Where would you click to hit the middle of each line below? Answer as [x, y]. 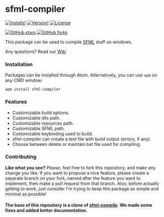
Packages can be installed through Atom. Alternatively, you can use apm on [81, 75]
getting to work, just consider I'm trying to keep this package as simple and [82, 188]
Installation [19, 64]
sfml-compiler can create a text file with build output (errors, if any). [82, 139]
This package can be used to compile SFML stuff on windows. [69, 42]
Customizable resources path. [43, 123]
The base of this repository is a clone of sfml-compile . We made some [79, 205]
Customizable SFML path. [39, 128]
